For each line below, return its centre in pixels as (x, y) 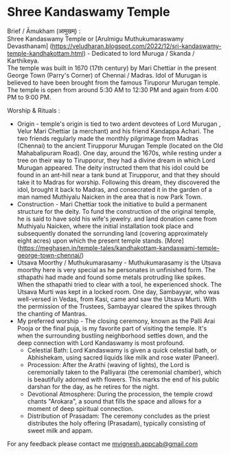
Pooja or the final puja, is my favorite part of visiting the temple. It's (112, 328)
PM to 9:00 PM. (29, 97)
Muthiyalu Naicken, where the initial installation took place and (105, 226)
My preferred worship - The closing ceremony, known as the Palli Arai (116, 321)
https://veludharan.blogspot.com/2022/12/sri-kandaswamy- (137, 46)
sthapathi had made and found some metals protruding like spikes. (111, 277)
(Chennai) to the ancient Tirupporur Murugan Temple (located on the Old (120, 146)
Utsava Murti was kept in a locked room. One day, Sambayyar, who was (118, 291)
